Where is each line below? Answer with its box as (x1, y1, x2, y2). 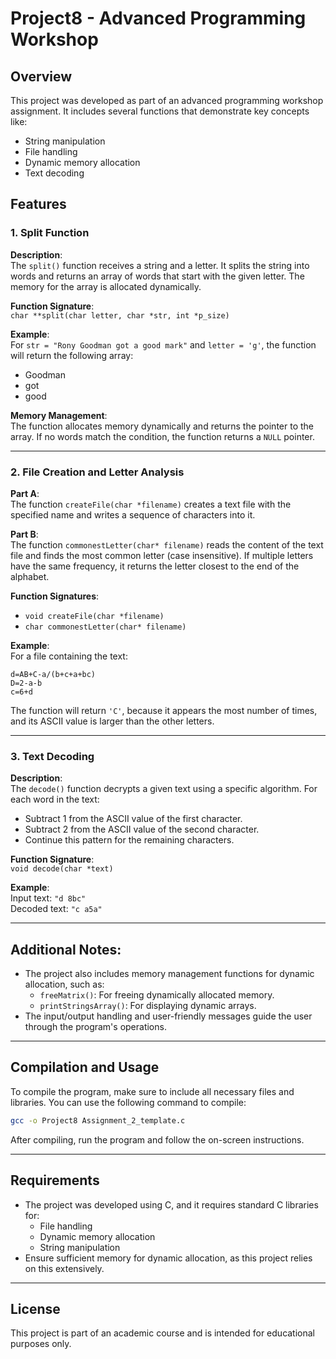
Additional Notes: (10, 941, 122, 958)
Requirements (10, 1172, 100, 1189)
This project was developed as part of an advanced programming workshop (10, 95, 324, 106)
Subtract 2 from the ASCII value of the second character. (24, 823, 260, 836)
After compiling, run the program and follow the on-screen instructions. (10, 1133, 305, 1146)
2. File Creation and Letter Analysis (10, 465, 185, 479)
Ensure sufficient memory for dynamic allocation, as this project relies (24, 1252, 313, 1264)
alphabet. (10, 570, 50, 582)
